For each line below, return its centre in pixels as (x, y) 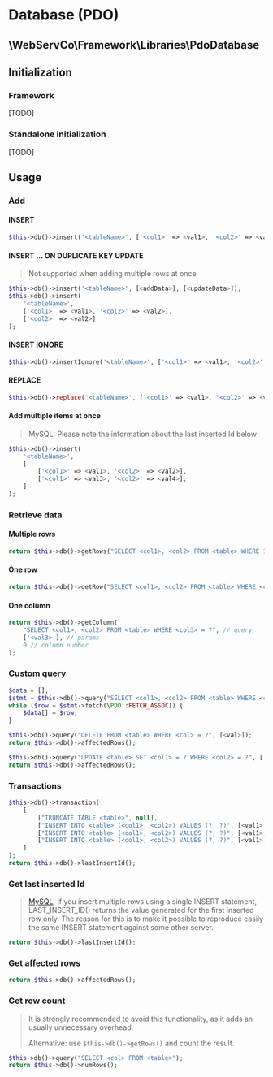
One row (23, 569)
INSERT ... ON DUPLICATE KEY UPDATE (76, 255)
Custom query (37, 673)
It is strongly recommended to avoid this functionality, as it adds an (141, 1019)
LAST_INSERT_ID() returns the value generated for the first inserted (141, 910)
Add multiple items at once (55, 416)
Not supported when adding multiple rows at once (112, 274)
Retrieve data (35, 515)
